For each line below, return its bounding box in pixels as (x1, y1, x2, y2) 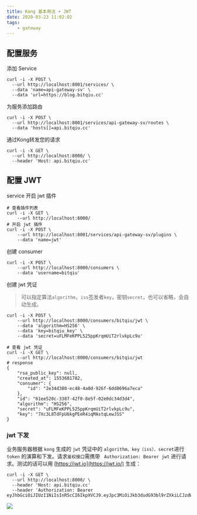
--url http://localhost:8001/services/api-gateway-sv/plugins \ (17, 231, 177, 238)
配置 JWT (6, 176, 42, 186)
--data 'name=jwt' (17, 237, 62, 243)
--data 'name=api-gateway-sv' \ (12, 87, 91, 93)
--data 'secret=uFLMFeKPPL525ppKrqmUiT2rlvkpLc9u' (17, 333, 143, 339)
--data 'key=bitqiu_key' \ (17, 328, 83, 334)
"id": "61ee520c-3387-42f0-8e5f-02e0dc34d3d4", (17, 396, 135, 402)
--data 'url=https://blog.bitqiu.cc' (12, 92, 104, 98)
